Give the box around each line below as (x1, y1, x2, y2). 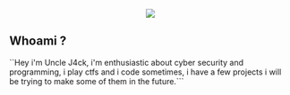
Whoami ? (9, 34, 67, 49)
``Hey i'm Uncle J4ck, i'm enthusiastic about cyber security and (9, 57, 244, 67)
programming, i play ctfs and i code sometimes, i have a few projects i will (9, 67, 282, 77)
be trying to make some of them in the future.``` (9, 75, 184, 86)
